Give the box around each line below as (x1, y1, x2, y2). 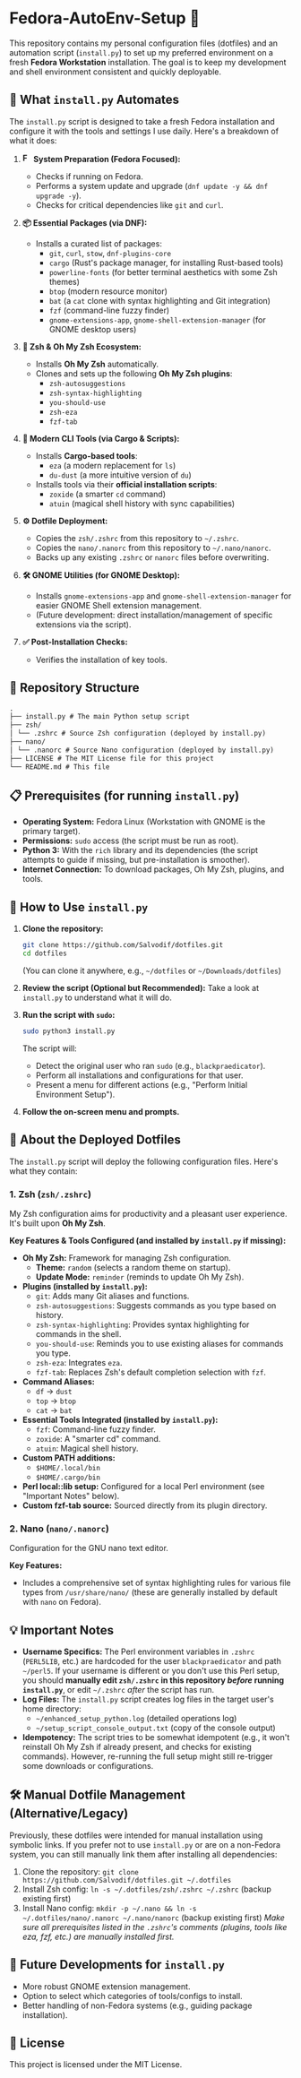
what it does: (9, 134, 57, 146)
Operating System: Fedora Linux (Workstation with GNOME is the (21, 816, 266, 827)
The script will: (21, 1043, 78, 1054)
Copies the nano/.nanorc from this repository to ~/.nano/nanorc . (35, 542, 271, 553)
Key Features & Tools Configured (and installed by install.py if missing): (9, 1235, 287, 1246)
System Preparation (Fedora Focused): (33, 153, 181, 164)
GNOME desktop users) (48, 323, 137, 334)
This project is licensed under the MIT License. (9, 2059, 183, 2070)
